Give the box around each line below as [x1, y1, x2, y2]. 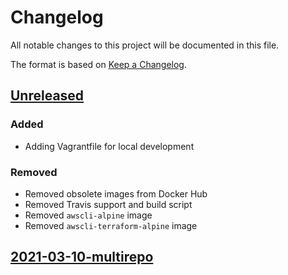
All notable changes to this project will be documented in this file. [10, 39, 280, 51]
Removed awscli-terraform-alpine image [24, 219, 198, 231]
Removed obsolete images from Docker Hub [24, 187, 208, 200]
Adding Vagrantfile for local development [24, 140, 195, 152]
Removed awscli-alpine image [24, 209, 153, 221]
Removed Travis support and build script [24, 198, 193, 210]
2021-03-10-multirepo [10, 249, 154, 266]
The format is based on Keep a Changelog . [10, 58, 187, 70]
